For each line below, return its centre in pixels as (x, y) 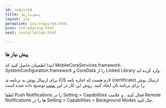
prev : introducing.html (30, 28)
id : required (19, 10)
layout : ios (17, 19)
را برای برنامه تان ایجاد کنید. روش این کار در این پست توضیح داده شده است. (75, 85)
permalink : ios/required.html (37, 24)
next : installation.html (31, 33)
